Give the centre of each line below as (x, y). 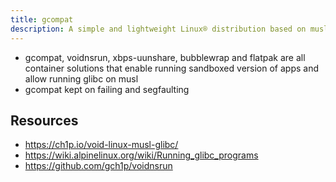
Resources (44, 120)
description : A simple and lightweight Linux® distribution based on (158, 29)
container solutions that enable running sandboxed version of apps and (172, 68)
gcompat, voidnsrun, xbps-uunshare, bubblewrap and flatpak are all (165, 57)
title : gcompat (42, 19)
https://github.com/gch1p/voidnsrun (98, 166)
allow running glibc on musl (81, 78)
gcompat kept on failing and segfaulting (107, 89)
